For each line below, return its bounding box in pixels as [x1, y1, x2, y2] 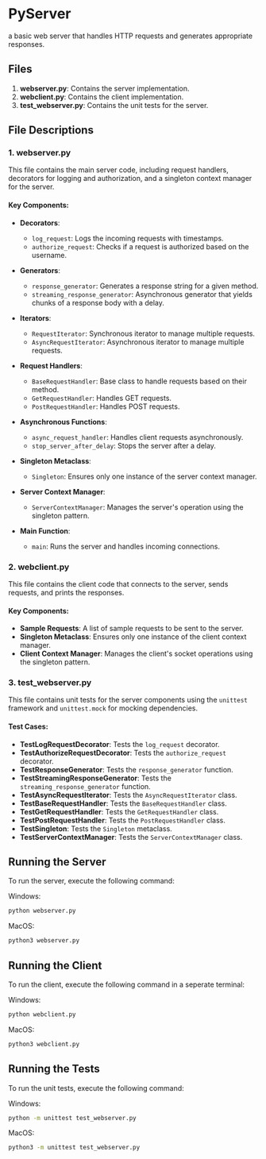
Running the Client [8, 958, 102, 972]
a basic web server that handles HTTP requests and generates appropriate [8, 31, 253, 40]
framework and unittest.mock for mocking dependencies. [8, 703, 199, 713]
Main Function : [19, 526, 71, 536]
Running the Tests [8, 1062, 101, 1076]
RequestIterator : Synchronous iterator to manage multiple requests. [31, 329, 256, 338]
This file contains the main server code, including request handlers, [8, 165, 229, 175]
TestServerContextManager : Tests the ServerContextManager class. [19, 832, 243, 841]
